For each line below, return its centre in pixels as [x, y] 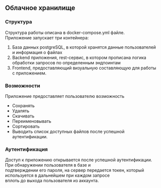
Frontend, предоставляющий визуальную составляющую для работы [84, 68]
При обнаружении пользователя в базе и [48, 165]
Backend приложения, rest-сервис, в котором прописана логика [79, 57]
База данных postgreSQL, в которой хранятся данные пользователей [84, 47]
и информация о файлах [37, 52]
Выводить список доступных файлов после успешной [68, 132]
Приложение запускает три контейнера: [47, 38]
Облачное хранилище [40, 8]
